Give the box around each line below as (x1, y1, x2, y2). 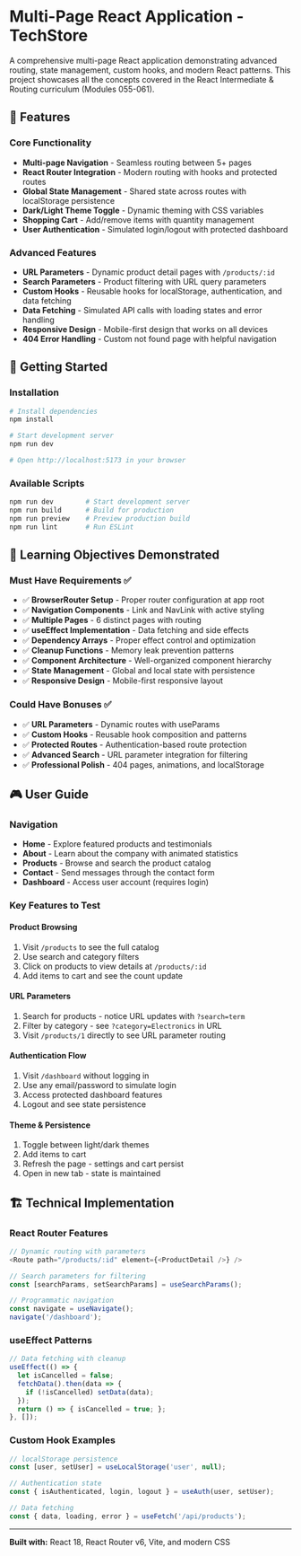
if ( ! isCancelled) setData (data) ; (25, 1387, 154, 1397)
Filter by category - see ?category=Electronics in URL (21, 1020, 222, 1031)
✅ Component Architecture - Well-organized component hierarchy (21, 655, 271, 666)
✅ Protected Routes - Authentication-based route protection (21, 739, 247, 750)
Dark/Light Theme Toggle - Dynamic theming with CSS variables (21, 205, 264, 215)
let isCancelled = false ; (17, 1371, 115, 1380)
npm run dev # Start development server (9, 497, 191, 506)
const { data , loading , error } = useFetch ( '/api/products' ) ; (9, 1511, 246, 1521)
